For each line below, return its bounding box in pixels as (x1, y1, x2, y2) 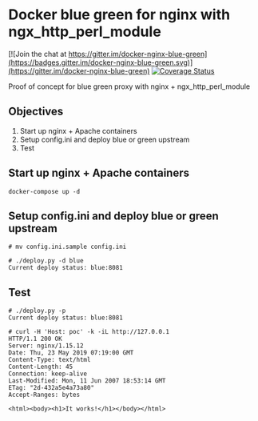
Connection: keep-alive (8, 370, 88, 378)
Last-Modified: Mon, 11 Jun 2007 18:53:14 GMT (8, 377, 166, 385)
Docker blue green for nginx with (8, 6, 230, 24)
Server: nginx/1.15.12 (8, 342, 84, 350)
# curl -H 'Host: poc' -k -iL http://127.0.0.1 (8, 328, 170, 336)
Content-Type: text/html (8, 356, 91, 364)
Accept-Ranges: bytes (8, 391, 81, 399)
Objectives (8, 105, 64, 118)
